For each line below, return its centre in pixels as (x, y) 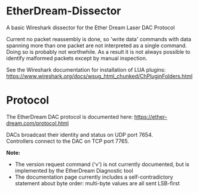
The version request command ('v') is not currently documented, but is (102, 164)
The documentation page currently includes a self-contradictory (94, 177)
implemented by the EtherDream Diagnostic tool (74, 170)
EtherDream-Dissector (64, 11)
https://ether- (151, 117)
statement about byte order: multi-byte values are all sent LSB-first (97, 183)
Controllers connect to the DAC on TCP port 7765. (68, 141)
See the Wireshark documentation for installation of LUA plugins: (86, 69)
